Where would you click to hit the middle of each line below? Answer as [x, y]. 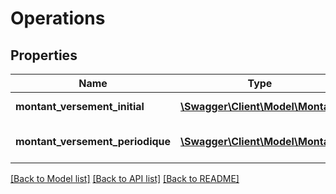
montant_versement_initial [80, 106]
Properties [44, 55]
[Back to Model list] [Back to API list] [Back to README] [125, 178]
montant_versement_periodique [93, 141]
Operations [58, 18]
